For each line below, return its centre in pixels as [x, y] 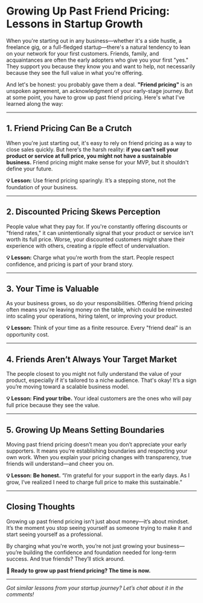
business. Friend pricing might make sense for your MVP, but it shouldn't [98, 162]
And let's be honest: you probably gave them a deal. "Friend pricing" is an [99, 84]
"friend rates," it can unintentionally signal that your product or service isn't [100, 233]
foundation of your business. [42, 187]
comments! [20, 594]
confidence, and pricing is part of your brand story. [70, 264]
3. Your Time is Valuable [53, 289]
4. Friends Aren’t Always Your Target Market [92, 359]
